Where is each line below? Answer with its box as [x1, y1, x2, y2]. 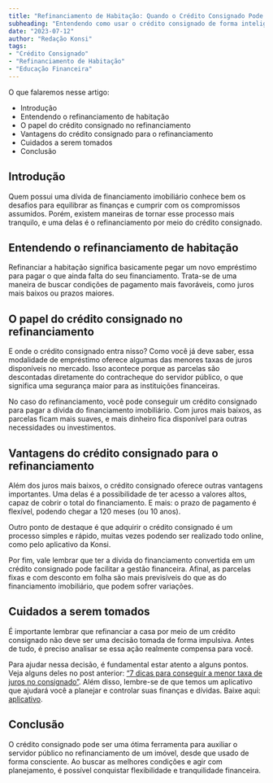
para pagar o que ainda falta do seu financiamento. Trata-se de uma [8, 271, 237, 281]
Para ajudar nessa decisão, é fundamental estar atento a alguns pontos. [8, 659, 249, 669]
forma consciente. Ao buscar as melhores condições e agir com [8, 756, 223, 766]
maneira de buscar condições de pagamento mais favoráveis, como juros [8, 280, 254, 290]
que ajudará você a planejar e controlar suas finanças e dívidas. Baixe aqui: [8, 685, 262, 695]
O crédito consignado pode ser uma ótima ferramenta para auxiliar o [8, 739, 238, 749]
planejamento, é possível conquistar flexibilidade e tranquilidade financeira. [8, 765, 262, 775]
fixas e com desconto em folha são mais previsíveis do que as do [8, 573, 227, 582]
